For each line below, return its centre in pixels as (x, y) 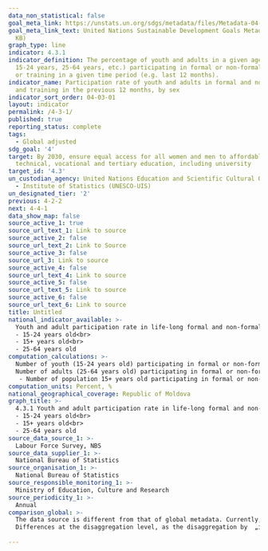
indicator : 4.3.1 (37, 53)
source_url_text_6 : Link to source (67, 305)
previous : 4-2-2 (35, 201)
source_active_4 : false (48, 268)
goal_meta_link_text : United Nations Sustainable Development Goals (124, 30)
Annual (26, 505)
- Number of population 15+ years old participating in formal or (132, 379)
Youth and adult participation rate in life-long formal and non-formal (139, 327)
